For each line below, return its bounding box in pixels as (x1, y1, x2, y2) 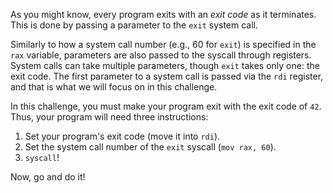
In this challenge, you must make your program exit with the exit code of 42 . (10, 100, 322, 112)
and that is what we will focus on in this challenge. (10, 81, 218, 93)
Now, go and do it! (10, 171, 86, 183)
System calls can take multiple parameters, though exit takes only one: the (10, 60, 320, 71)
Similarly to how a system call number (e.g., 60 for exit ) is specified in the (10, 39, 317, 50)
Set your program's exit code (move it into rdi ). (24, 130, 221, 142)
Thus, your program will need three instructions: (10, 111, 209, 123)
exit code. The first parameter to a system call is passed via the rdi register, (10, 70, 324, 82)
